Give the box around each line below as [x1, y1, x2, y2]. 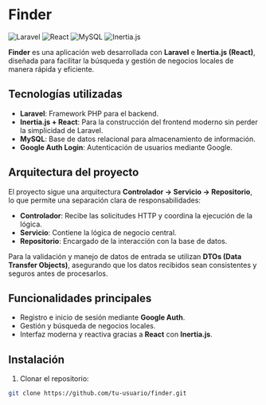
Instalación [8, 352, 65, 366]
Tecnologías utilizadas [8, 88, 123, 101]
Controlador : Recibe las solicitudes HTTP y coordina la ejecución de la [19, 210, 253, 220]
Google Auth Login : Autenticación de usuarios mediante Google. [19, 142, 233, 152]
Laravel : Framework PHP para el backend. [19, 108, 159, 118]
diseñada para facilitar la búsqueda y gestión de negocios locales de [8, 56, 234, 65]
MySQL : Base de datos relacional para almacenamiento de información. [19, 134, 256, 144]
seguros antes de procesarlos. [8, 269, 109, 278]
